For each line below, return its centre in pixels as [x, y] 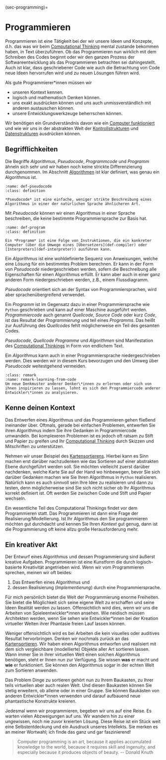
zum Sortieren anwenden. [31, 670]
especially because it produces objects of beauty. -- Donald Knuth [85, 753]
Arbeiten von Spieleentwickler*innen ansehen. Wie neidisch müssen [75, 613]
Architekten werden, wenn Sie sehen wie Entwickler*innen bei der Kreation [82, 618]
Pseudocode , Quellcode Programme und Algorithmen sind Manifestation [79, 340]
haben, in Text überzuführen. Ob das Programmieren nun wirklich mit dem [81, 51]
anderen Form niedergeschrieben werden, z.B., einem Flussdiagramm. [77, 280]
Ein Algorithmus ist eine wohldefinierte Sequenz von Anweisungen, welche [82, 258]
